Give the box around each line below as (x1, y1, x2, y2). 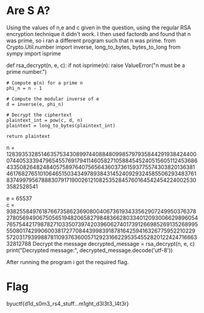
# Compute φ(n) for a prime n (6, 80, 83, 86)
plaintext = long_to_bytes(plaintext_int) (6, 123, 116, 129)
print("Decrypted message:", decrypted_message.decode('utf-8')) (6, 246, 173, 254)
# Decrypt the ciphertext (6, 112, 72, 118)
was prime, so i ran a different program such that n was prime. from (6, 37, 176, 44)
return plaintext (6, 133, 51, 139)
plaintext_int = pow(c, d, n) (6, 117, 83, 123)
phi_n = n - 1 (6, 85, 43, 92)
